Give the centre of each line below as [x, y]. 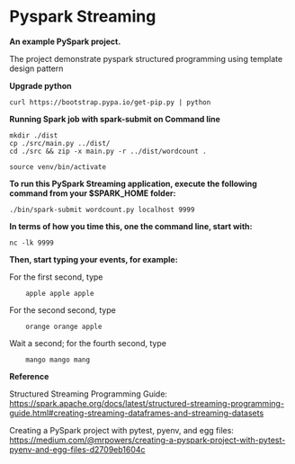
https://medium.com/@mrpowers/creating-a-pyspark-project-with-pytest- [147, 440]
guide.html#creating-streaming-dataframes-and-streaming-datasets [137, 413]
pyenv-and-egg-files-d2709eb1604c [77, 449]
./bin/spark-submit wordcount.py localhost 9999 [102, 210]
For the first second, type [56, 277]
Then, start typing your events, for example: [94, 259]
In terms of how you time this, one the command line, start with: [131, 226]
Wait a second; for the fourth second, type [88, 343]
